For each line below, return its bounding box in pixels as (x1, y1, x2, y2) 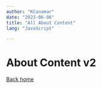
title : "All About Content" (6, 20, 76, 26)
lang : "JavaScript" (6, 25, 55, 32)
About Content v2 (6, 56, 97, 70)
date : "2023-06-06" (6, 14, 55, 20)
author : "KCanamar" (6, 8, 55, 15)
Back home (6, 76, 34, 83)
